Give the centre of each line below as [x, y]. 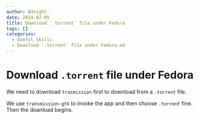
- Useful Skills [32, 40]
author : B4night [27, 12]
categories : [21, 34]
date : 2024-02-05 [28, 17]
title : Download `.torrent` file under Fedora [66, 23]
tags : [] [17, 29]
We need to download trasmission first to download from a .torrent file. [96, 91]
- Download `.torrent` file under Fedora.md [68, 46]
